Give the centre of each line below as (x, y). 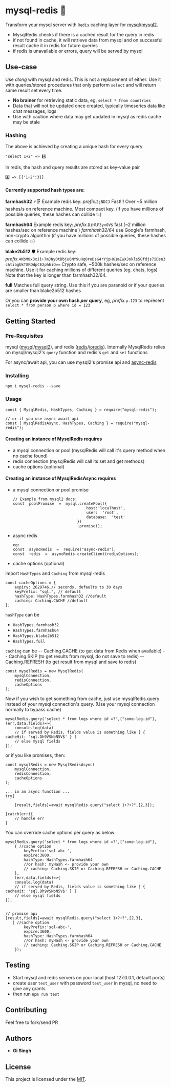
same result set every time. (34, 90)
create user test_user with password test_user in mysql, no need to (85, 983)
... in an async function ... (38, 791)
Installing (17, 375)
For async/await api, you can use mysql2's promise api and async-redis (81, 362)
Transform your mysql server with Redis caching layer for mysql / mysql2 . (82, 25)
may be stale (26, 122)
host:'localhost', (106, 508)
